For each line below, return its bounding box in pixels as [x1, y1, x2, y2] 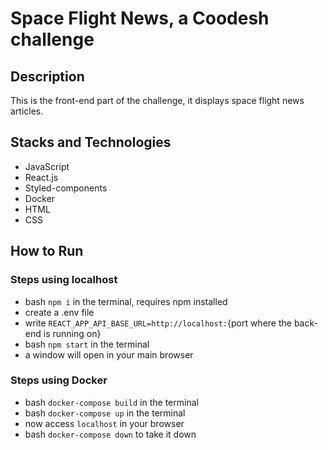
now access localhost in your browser [24, 417, 185, 429]
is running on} [43, 327, 102, 339]
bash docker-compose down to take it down [24, 428, 197, 440]
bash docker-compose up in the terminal [24, 407, 186, 419]
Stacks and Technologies [10, 134, 172, 151]
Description [10, 68, 85, 85]
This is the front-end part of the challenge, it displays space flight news [10, 95, 305, 106]
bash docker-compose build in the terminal [24, 396, 199, 408]
